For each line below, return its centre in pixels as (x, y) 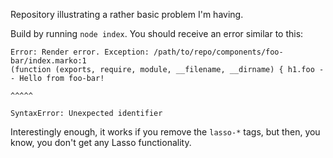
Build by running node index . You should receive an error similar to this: (157, 33)
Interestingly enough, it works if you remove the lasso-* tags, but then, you (165, 132)
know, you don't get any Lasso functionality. (101, 142)
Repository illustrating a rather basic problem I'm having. (127, 14)
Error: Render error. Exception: (80, 52)
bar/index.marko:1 (48, 61)
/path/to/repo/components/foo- (218, 52)
